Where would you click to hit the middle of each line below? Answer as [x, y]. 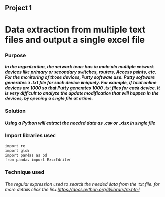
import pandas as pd [26, 155]
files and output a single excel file [75, 40]
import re [15, 146]
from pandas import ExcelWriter [38, 160]
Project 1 [18, 8]
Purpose [15, 55]
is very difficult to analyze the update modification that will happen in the [82, 93]
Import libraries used [31, 136]
